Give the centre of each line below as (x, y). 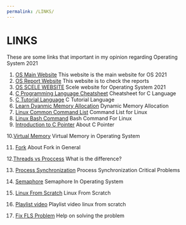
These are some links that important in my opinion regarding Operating (92, 57)
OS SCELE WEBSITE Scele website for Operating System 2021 (90, 87)
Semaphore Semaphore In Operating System (69, 181)
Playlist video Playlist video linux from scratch (70, 204)
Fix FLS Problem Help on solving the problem (70, 216)
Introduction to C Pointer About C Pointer (65, 125)
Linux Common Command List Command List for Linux (81, 112)
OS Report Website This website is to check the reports (82, 80)
